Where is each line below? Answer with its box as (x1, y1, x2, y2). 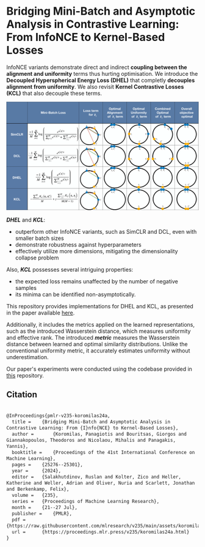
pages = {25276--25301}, (12, 461, 84, 467)
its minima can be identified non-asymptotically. (15, 291, 136, 298)
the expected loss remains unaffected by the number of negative (15, 277, 178, 285)
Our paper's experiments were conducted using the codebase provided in (6, 365, 192, 373)
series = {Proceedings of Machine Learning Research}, (12, 498, 160, 504)
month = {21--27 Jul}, (12, 504, 78, 510)
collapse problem (15, 254, 59, 261)
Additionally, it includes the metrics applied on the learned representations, (6, 321, 195, 328)
